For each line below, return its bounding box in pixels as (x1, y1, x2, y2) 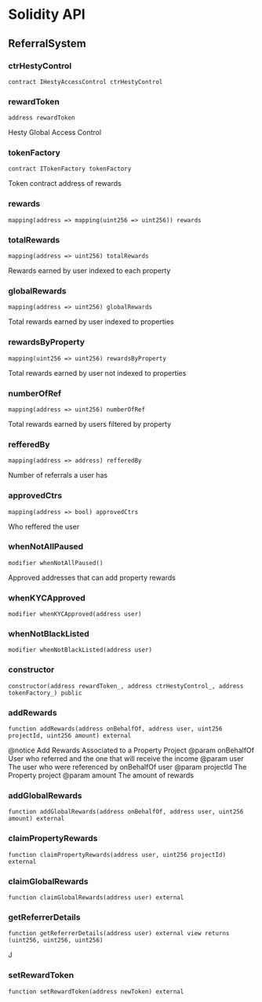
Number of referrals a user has (8, 471, 108, 480)
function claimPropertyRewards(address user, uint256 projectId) (8, 851, 226, 858)
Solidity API (8, 5, 86, 24)
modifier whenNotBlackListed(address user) (8, 646, 153, 654)
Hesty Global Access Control (8, 128, 102, 137)
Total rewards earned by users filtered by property (8, 419, 172, 428)
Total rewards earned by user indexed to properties (8, 317, 174, 326)
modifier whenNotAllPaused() (8, 559, 104, 567)
